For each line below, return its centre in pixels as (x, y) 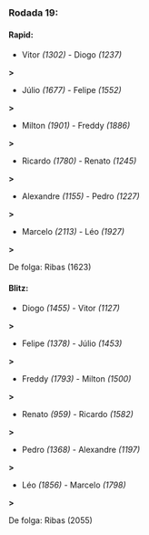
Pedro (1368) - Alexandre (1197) (81, 450)
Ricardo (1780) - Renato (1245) (79, 161)
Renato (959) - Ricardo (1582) (77, 414)
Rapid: (21, 35)
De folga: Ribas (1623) (50, 267)
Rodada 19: (34, 13)
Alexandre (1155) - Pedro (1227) (80, 196)
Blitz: (19, 288)
